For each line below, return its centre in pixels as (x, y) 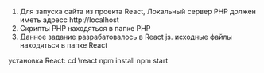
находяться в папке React (64, 45)
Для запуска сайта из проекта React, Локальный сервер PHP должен (138, 12)
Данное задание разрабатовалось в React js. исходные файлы (126, 36)
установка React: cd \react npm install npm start (88, 60)
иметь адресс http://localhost (69, 20)
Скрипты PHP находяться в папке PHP (85, 28)
